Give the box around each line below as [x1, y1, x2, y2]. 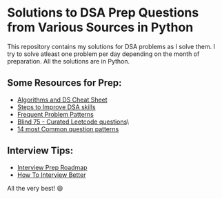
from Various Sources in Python [7, 19, 194, 35]
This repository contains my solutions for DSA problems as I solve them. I [7, 42, 216, 50]
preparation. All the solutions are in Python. [7, 57, 130, 65]
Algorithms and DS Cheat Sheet [17, 95, 108, 104]
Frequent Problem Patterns [17, 110, 94, 118]
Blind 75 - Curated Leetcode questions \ [17, 117, 130, 126]
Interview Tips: [7, 145, 74, 157]
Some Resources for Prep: [7, 77, 122, 89]
